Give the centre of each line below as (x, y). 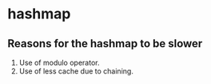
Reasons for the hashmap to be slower (105, 44)
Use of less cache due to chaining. (76, 71)
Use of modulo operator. (59, 62)
